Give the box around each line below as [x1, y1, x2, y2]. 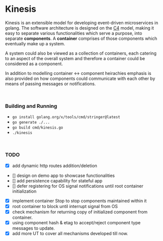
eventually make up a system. [5, 40, 65, 46]
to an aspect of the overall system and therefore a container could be [5, 55, 145, 61]
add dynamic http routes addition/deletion [12, 163, 97, 169]
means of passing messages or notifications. [5, 80, 96, 87]
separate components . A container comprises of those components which [5, 35, 158, 41]
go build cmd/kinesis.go [12, 125, 63, 130]
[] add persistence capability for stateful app [12, 177, 103, 183]
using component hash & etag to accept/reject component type [12, 219, 141, 225]
